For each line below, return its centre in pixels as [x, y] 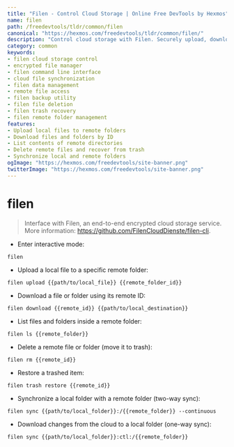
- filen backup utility [42, 98]
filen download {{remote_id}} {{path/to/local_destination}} [98, 308]
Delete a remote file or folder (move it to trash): [85, 347]
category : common [32, 46]
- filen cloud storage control [53, 59]
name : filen [24, 20]
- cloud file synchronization [51, 78]
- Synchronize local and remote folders [67, 157]
